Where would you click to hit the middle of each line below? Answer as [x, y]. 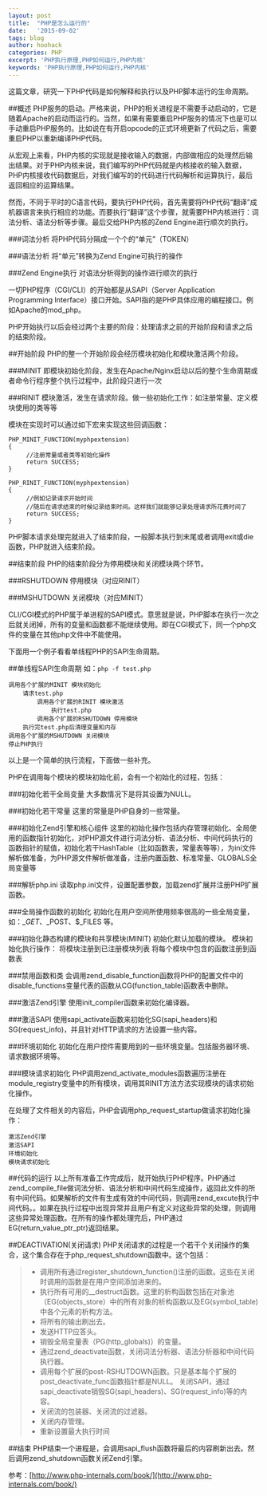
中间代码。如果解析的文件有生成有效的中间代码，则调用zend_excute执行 [133, 1198]
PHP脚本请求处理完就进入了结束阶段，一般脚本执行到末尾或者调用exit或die [131, 536]
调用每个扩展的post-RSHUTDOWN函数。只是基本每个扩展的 [138, 1371]
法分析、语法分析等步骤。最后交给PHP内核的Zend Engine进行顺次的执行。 [130, 222]
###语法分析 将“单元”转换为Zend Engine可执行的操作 [96, 255]
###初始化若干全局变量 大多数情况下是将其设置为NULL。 [102, 794]
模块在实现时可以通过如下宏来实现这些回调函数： [88, 424]
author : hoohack [35, 45]
